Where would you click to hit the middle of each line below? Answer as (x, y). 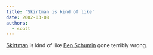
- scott (21, 28)
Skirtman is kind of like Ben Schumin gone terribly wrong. (77, 45)
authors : (17, 23)
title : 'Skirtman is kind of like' (51, 12)
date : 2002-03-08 (28, 17)
